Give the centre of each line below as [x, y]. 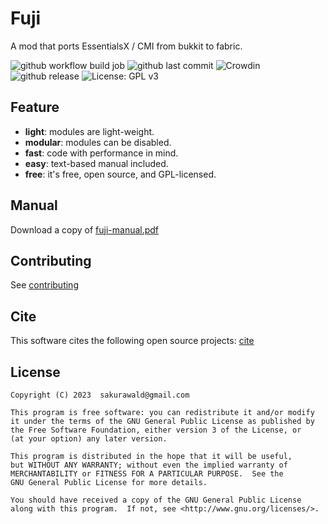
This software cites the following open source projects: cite [132, 341]
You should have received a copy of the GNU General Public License [156, 500]
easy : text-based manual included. [96, 163]
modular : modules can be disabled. [98, 142]
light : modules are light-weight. [89, 131]
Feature [35, 107]
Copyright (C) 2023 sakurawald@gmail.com [100, 395]
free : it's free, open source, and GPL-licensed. [120, 174]
